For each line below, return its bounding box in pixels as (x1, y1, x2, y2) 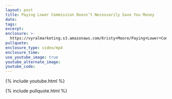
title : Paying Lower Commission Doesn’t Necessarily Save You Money (5, 12, 155, 17)
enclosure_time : (5, 50, 40, 55)
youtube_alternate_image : (5, 59, 60, 64)
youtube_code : (5, 64, 36, 69)
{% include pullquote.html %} (5, 88, 68, 94)
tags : (5, 21, 17, 27)
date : (5, 17, 17, 22)
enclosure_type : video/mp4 (5, 45, 63, 50)
